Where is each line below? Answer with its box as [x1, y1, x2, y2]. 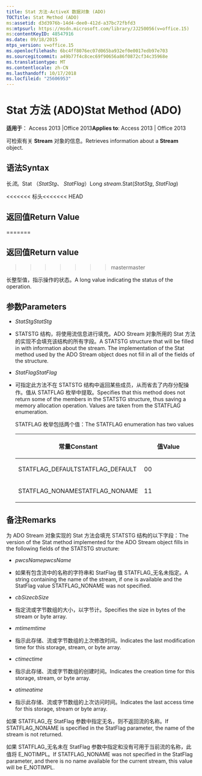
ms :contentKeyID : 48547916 [6, 31, 74, 37]
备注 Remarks [6, 515, 57, 525]
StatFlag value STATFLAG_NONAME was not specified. [14, 582, 151, 589]
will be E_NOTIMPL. [6, 764, 55, 771]
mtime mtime [14, 625, 46, 632]
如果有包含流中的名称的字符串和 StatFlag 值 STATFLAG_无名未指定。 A [14, 569, 188, 577]
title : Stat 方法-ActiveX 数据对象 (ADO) [6, 8, 106, 15]
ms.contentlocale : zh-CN [6, 64, 69, 71]
